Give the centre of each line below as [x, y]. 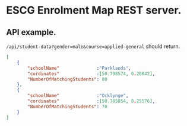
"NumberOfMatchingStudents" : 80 [68, 79]
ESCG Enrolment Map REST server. [94, 10]
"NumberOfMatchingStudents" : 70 [68, 106]
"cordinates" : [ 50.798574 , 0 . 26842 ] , [91, 74]
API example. [31, 32]
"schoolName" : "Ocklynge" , [78, 96]
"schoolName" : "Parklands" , [80, 68]
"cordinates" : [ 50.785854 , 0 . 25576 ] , [91, 101]
